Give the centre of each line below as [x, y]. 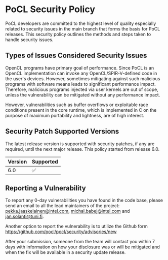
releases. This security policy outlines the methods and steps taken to [78, 34]
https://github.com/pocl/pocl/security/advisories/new [61, 232]
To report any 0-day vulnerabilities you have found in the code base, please [84, 200]
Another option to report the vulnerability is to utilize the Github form [77, 226]
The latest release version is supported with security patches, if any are [80, 144]
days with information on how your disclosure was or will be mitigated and [83, 247]
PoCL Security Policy [50, 9]
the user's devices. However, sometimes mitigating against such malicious [83, 78]
